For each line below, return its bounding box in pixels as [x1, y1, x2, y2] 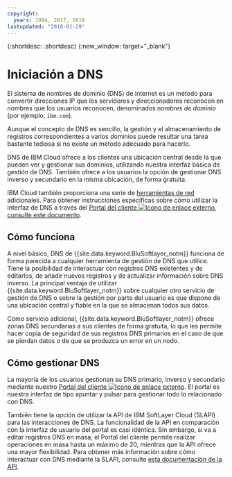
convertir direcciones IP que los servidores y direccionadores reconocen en [7, 97, 224, 105]
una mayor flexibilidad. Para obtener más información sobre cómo [7, 447, 196, 455]
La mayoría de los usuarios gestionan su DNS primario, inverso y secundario [7, 375, 225, 383]
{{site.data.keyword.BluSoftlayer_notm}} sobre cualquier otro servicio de [7, 286, 215, 295]
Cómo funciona [7, 231, 75, 243]
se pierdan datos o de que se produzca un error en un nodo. [7, 337, 179, 345]
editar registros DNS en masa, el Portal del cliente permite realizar [7, 433, 196, 441]
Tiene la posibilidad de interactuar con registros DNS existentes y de [7, 265, 203, 273]
